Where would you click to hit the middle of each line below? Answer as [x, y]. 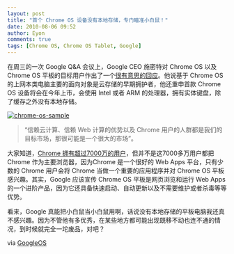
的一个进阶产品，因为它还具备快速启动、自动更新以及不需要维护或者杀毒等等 [117, 188]
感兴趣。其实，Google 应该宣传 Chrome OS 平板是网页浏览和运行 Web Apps [117, 179]
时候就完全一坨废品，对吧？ [65, 229]
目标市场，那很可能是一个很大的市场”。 [80, 138]
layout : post [26, 14]
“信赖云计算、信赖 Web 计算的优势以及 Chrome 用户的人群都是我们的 [123, 130]
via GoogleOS [27, 243]
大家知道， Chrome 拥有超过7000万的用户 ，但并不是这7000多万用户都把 [111, 153]
